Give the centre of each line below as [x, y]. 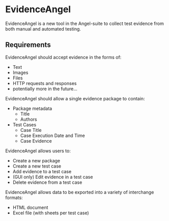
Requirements [28, 45]
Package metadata [32, 108]
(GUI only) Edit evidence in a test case [53, 177]
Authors [29, 119]
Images [20, 72]
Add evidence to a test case [42, 171]
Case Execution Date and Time [52, 135]
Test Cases [24, 125]
